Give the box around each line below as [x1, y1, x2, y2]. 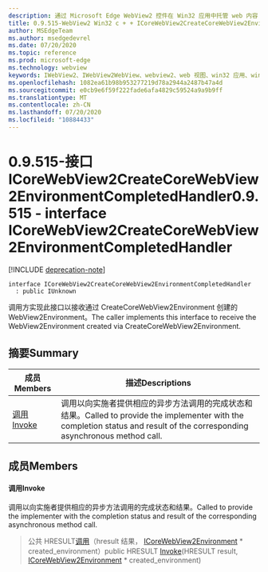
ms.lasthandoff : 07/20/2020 [8, 109, 102, 117]
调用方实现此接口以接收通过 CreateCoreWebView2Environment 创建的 [8, 302, 238, 312]
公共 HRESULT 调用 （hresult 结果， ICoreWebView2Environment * [27, 537, 243, 546]
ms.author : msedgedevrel [8, 34, 91, 42]
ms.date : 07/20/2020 [8, 42, 77, 50]
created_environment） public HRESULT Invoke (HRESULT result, [27, 546, 238, 556]
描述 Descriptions [125, 377, 191, 388]
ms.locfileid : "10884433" [8, 116, 94, 124]
